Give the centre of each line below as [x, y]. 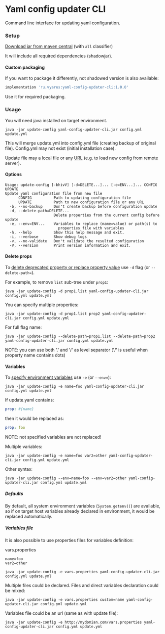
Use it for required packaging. [35, 97]
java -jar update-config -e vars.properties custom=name [65, 599]
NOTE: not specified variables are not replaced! [53, 437]
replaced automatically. [29, 516]
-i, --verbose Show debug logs [48, 237]
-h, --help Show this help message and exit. [67, 232]
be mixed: [15, 590]
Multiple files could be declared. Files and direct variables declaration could [82, 585]
